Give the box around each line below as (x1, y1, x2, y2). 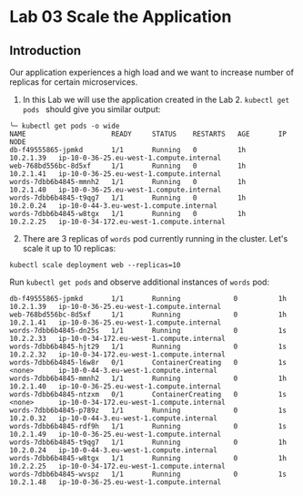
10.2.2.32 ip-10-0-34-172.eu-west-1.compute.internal (9, 350, 226, 359)
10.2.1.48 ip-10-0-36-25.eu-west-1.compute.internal (9, 478, 222, 487)
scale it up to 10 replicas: (22, 243, 116, 253)
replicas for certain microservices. (9, 77, 138, 88)
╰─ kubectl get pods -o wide (9, 121, 120, 130)
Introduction (9, 43, 82, 58)
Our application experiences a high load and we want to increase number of (9, 67, 294, 77)
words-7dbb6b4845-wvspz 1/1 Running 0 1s (9, 470, 287, 479)
